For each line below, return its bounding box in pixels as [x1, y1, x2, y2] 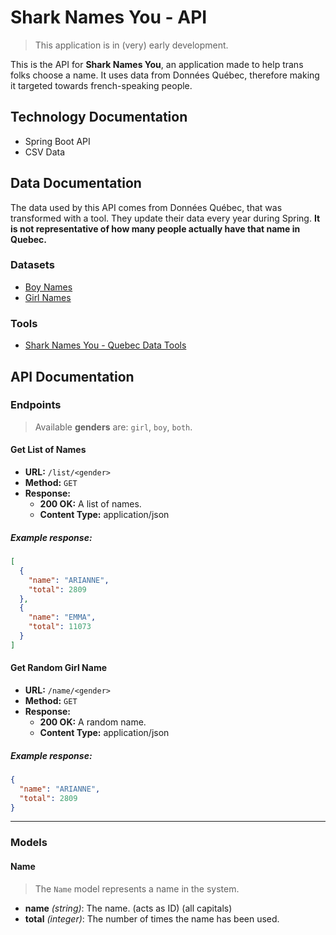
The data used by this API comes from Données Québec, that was [10, 201, 283, 213]
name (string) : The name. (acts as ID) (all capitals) [24, 902, 233, 914]
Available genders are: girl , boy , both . [34, 421, 193, 433]
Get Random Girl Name [10, 662, 108, 674]
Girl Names [24, 291, 72, 303]
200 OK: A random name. [39, 716, 147, 728]
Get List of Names [10, 444, 87, 456]
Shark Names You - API [10, 6, 208, 29]
